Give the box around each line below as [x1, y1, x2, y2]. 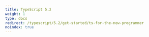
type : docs [5, 16, 28, 21]
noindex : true [5, 25, 34, 30]
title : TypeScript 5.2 [5, 7, 52, 12]
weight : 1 [5, 12, 26, 16]
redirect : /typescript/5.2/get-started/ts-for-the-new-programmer [5, 20, 144, 25]
